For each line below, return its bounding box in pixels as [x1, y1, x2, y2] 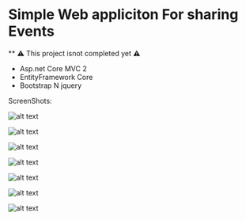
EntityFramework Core [19, 72, 93, 82]
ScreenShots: [8, 96, 53, 105]
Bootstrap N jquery [19, 81, 82, 90]
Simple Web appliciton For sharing [8, 6, 239, 24]
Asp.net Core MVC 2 [19, 63, 87, 73]
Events [8, 22, 55, 40]
